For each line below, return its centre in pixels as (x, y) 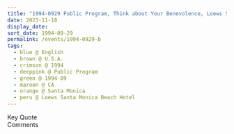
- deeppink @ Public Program (56, 72)
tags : (15, 46)
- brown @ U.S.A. (39, 59)
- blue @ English (39, 53)
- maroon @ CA (34, 85)
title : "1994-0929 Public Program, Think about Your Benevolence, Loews (115, 14)
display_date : (28, 26)
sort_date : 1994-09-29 (40, 33)
